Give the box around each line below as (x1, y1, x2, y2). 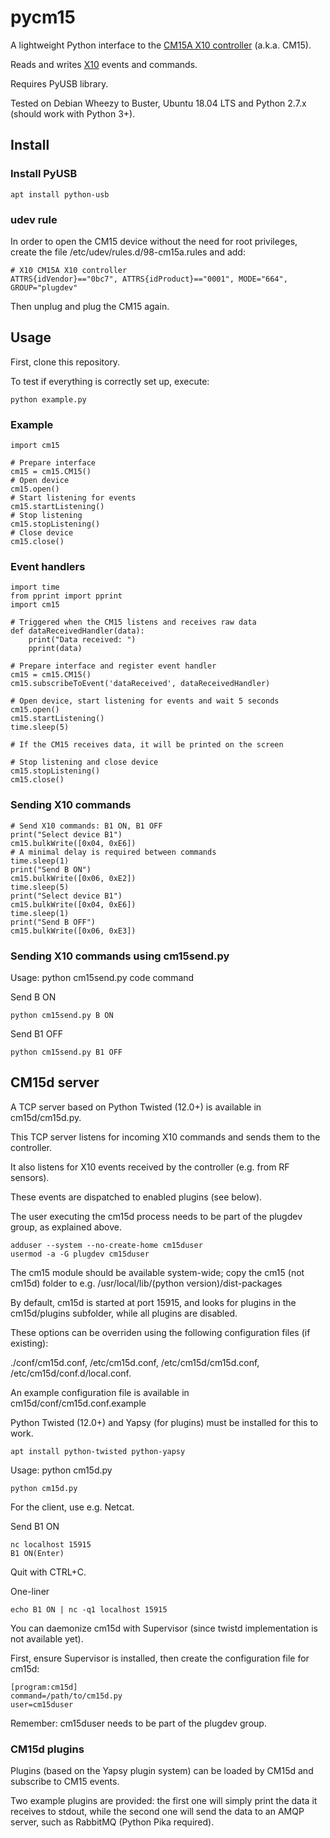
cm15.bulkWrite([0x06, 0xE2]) (10, 873, 137, 883)
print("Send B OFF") (10, 917, 97, 927)
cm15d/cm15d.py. (10, 1111, 82, 1123)
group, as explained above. (10, 1221, 123, 1233)
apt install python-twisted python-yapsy (10, 1446, 186, 1456)
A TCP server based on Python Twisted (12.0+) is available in (10, 1101, 262, 1113)
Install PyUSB (10, 167, 78, 181)
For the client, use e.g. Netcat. (10, 1501, 135, 1513)
